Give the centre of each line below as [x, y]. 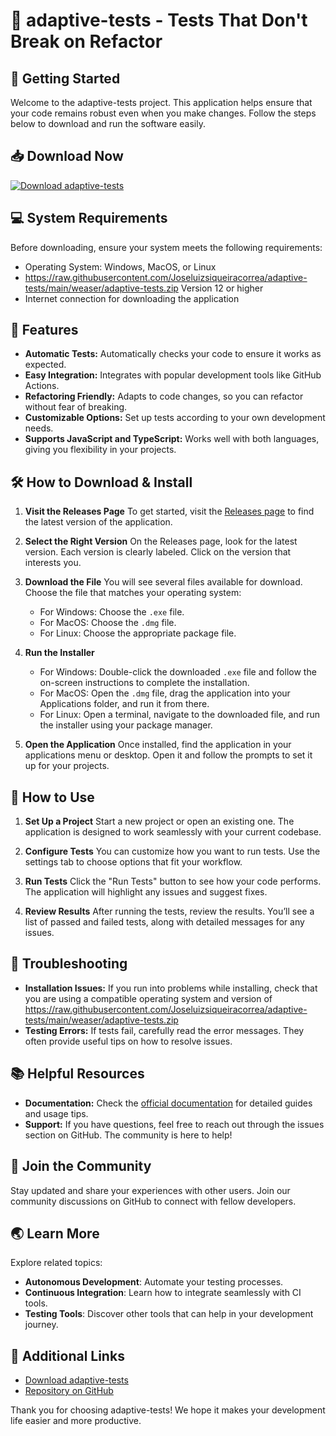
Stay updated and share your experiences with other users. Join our [150, 1190]
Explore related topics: [56, 1263]
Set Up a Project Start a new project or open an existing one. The [159, 821]
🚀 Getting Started [65, 78]
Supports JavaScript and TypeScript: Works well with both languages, [172, 439]
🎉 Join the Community [81, 1166]
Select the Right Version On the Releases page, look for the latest [161, 541]
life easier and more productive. [76, 1421]
